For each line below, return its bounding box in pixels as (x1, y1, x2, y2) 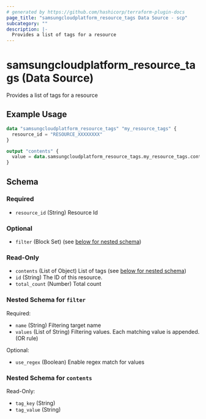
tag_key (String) (15, 399, 56, 407)
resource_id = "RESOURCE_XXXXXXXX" (12, 131, 103, 137)
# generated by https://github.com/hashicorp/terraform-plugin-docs (6, 9, 185, 15)
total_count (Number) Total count (15, 280, 102, 288)
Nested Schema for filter (6, 296, 86, 304)
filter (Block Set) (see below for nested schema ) (15, 238, 142, 245)
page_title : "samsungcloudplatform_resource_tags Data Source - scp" (6, 15, 188, 21)
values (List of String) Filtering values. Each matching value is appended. (15, 328, 200, 335)
